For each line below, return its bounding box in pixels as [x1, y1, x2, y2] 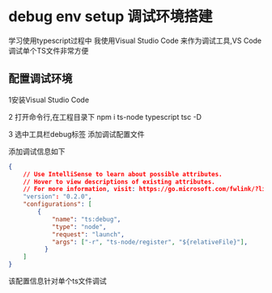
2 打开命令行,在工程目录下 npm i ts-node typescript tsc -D [8, 112, 202, 121]
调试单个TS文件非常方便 [8, 45, 89, 55]
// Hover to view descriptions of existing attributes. [23, 177, 216, 186]
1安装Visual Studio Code [8, 95, 90, 104]
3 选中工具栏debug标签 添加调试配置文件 [8, 129, 145, 138]
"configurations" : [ [23, 200, 92, 209]
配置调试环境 [8, 72, 73, 86]
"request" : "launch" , [51, 230, 125, 239]
